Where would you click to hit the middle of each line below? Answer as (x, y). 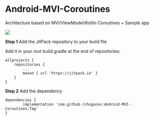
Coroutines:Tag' (22, 109)
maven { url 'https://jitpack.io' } (60, 73)
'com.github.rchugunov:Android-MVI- (93, 104)
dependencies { (21, 100)
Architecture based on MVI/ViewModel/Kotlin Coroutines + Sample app (77, 23)
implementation (38, 104)
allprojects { (20, 60)
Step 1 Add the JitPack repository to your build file (56, 41)
